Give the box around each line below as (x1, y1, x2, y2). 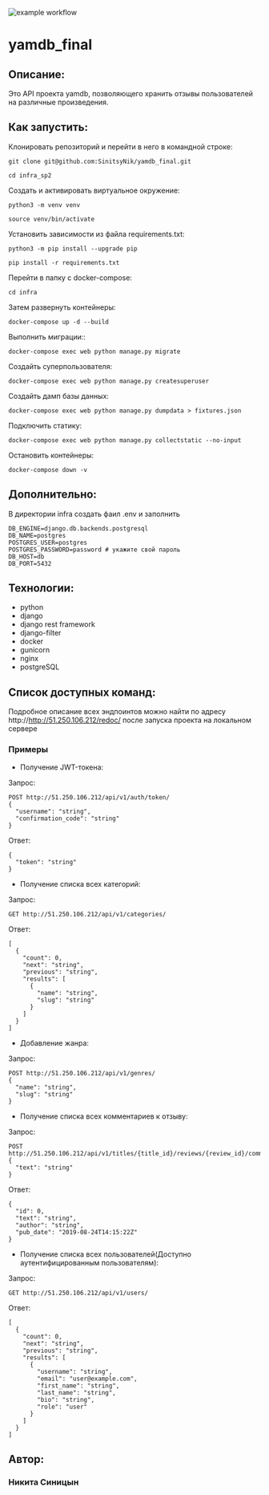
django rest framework (19, 620, 96, 629)
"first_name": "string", (37, 1381, 120, 1390)
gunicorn (19, 645, 50, 655)
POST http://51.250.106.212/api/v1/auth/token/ (8, 793, 171, 802)
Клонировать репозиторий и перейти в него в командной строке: (8, 141, 233, 152)
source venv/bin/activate (8, 215, 94, 223)
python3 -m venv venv (8, 201, 81, 209)
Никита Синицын (8, 1477, 79, 1488)
